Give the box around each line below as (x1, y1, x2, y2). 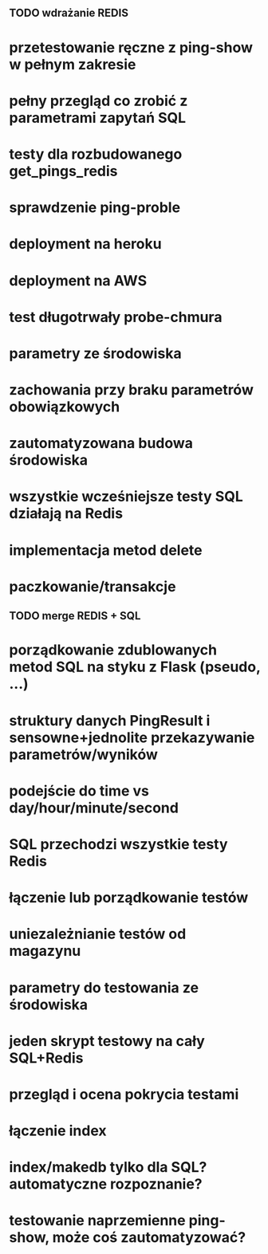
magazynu (9, 942, 81, 960)
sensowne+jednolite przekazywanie (9, 729, 255, 746)
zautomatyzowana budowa (9, 434, 194, 453)
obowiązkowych (9, 398, 120, 416)
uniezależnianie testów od (9, 925, 187, 943)
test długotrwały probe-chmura (9, 308, 223, 326)
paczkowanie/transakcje (9, 577, 176, 596)
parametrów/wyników (9, 745, 159, 764)
